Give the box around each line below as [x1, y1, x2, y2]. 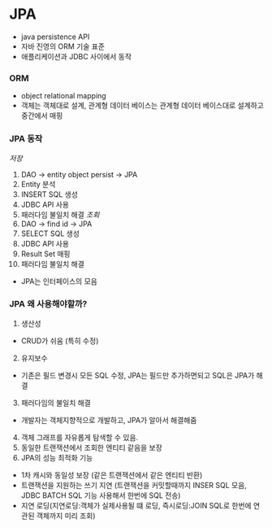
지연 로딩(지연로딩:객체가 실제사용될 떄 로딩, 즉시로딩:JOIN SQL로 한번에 [20, 500, 252, 510]
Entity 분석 [20, 179, 56, 189]
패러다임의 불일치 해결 [20, 398, 92, 408]
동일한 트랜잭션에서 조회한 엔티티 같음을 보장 [20, 443, 163, 452]
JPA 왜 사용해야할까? [9, 299, 88, 310]
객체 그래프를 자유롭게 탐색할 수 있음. [20, 432, 139, 442]
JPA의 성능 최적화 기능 [20, 452, 93, 462]
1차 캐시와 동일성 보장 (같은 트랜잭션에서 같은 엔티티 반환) [20, 469, 203, 480]
